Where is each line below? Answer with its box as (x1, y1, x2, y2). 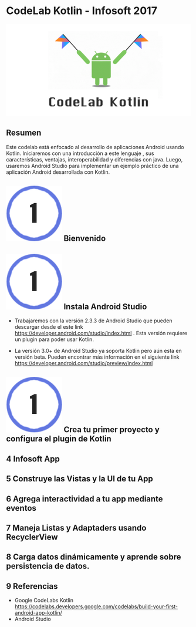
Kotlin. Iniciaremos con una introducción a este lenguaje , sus (6, 150, 154, 157)
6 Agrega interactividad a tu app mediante (6, 494, 163, 504)
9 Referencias (6, 581, 58, 591)
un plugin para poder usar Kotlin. (14, 336, 94, 343)
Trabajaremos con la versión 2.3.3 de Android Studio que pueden (14, 317, 173, 324)
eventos (6, 503, 37, 513)
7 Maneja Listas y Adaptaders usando (6, 522, 147, 532)
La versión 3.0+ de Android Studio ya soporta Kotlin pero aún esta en (14, 347, 182, 354)
